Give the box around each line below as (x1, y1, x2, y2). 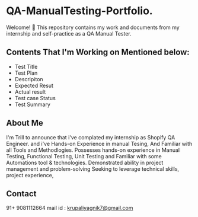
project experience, (6, 171, 54, 178)
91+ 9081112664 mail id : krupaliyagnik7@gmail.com (6, 205, 133, 212)
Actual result (14, 88, 46, 95)
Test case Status (14, 94, 56, 101)
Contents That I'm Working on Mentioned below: (6, 47, 190, 58)
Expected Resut (14, 82, 53, 89)
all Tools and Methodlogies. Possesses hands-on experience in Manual (6, 146, 180, 154)
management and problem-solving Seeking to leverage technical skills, (6, 165, 180, 173)
